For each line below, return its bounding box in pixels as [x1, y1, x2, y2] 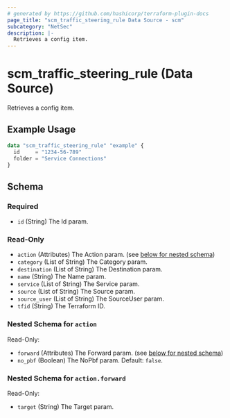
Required [7, 201, 39, 211]
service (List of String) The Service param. [17, 280, 140, 288]
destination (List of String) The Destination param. [17, 265, 163, 274]
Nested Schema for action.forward [7, 373, 126, 383]
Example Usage [7, 124, 76, 135]
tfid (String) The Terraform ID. [17, 302, 106, 310]
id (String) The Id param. [17, 217, 89, 226]
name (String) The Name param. [17, 272, 106, 281]
